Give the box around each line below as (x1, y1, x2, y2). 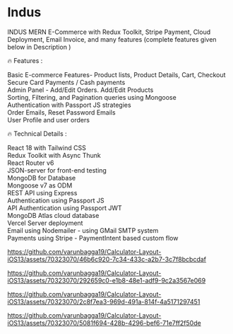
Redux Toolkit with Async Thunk (7, 151, 101, 159)
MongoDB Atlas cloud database (7, 211, 100, 219)
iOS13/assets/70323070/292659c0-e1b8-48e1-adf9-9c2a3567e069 (7, 276, 206, 284)
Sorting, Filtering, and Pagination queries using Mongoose (7, 93, 177, 101)
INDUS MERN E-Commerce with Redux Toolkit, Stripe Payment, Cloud (7, 28, 211, 36)
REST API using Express (7, 188, 78, 197)
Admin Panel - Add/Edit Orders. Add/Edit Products (7, 86, 154, 94)
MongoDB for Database (7, 173, 76, 182)
